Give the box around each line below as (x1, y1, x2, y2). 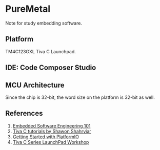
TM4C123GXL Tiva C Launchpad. (5, 48, 76, 54)
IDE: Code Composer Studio (5, 63, 96, 72)
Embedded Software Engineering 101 (12, 122, 91, 128)
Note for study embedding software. (5, 20, 82, 26)
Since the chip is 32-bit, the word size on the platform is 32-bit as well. (5, 94, 155, 100)
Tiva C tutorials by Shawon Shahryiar (12, 128, 91, 134)
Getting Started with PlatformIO (12, 134, 79, 140)
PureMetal (5, 3, 50, 15)
